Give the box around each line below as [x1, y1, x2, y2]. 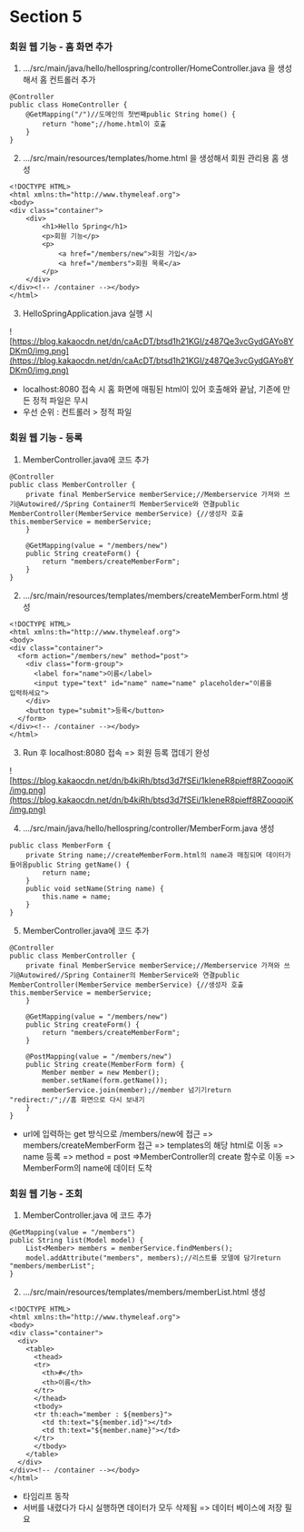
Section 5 [9, 6, 83, 27]
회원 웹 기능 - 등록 [9, 431, 83, 444]
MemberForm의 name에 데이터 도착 [22, 1162, 152, 1173]
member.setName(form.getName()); [42, 1076, 169, 1085]
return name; [42, 867, 92, 878]
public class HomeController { [9, 100, 128, 110]
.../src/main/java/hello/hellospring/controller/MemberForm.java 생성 [22, 822, 275, 834]
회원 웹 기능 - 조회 [9, 1187, 83, 1200]
